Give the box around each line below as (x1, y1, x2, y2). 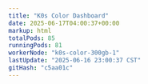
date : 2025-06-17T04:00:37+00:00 (8, 19, 120, 27)
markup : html (8, 26, 52, 34)
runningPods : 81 (8, 42, 62, 50)
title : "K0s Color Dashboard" (8, 11, 110, 20)
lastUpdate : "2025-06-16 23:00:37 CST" (8, 57, 142, 65)
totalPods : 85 (8, 34, 56, 42)
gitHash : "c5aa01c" (8, 64, 74, 72)
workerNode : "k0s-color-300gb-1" (8, 49, 120, 57)
